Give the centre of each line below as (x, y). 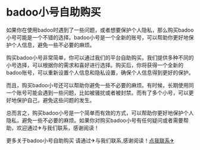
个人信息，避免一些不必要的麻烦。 (53, 45)
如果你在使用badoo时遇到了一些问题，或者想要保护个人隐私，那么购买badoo (100, 30)
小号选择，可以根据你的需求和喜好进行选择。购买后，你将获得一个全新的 (95, 65)
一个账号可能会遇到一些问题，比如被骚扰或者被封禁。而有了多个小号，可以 (97, 93)
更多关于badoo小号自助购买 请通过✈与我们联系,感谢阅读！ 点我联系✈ (90, 140)
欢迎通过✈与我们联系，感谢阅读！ (58, 128)
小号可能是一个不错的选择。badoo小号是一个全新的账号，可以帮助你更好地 (97, 37)
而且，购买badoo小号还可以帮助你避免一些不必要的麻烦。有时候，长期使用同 (100, 85)
